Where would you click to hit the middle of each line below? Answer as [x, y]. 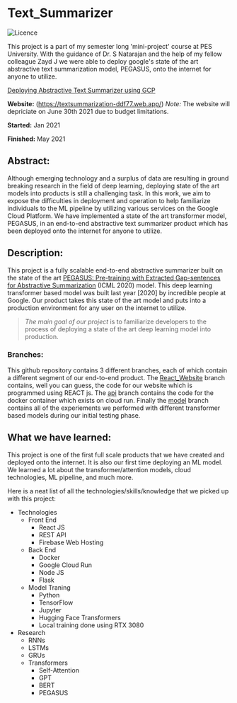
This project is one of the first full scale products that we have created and [116, 455]
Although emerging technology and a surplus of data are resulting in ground [118, 178]
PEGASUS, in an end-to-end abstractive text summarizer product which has [118, 223]
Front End [42, 520]
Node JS [51, 572]
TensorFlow [56, 602]
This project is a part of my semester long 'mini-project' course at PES [110, 46]
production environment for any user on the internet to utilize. [97, 308]
